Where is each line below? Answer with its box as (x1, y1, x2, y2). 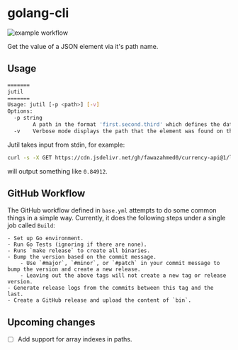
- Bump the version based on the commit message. (7, 254, 157, 261)
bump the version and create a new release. (7, 266, 141, 273)
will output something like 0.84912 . (7, 166, 108, 175)
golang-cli (7, 5, 69, 21)
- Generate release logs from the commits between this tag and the (7, 285, 214, 292)
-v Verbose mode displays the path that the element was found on (13, 128, 223, 135)
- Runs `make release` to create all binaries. (7, 247, 151, 254)
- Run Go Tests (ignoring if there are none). (7, 241, 147, 249)
